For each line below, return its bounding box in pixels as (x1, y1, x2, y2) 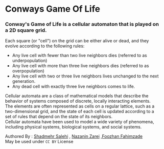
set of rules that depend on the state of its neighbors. (5, 113, 113, 120)
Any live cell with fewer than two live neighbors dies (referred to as (12, 53, 147, 58)
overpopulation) (12, 68, 45, 74)
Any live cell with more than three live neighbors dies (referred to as (12, 63, 149, 69)
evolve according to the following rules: (5, 43, 85, 49)
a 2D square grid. (5, 27, 47, 34)
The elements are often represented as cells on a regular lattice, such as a (5, 103, 155, 109)
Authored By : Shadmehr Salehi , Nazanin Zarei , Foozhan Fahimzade (5, 133, 143, 139)
